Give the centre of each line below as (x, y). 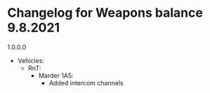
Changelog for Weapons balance (105, 13)
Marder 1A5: (56, 76)
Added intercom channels (86, 83)
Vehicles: (31, 60)
